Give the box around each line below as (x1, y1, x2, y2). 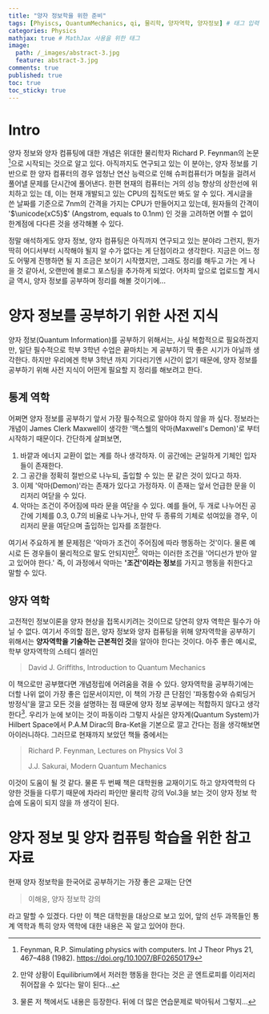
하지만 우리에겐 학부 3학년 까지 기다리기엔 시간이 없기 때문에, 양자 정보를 (31, 354, 258, 365)
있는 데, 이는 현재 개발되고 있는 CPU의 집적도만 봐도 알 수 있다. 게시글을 (29, 188, 254, 198)
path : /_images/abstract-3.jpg (15, 49, 120, 57)
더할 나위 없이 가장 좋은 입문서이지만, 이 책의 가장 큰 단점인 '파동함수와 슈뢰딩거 (8, 689, 256, 699)
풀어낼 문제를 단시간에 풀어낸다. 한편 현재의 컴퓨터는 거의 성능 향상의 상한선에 (8, 178, 250, 188)
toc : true (8, 79, 42, 87)
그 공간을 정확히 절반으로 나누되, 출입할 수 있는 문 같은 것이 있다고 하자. (19, 471, 242, 480)
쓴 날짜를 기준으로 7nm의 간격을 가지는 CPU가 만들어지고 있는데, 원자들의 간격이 (8, 198, 259, 208)
